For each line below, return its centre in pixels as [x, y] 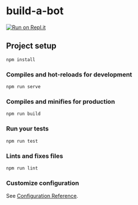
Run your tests [27, 129]
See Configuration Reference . [42, 196]
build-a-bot [35, 11]
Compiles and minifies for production [60, 101]
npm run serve [24, 87]
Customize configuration [43, 183]
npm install [21, 60]
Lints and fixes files [35, 156]
